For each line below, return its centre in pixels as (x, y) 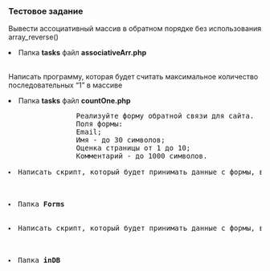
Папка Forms (41, 204)
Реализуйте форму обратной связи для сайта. (165, 116)
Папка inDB (39, 261)
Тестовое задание (46, 11)
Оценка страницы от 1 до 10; (133, 148)
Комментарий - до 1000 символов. (142, 156)
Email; (89, 132)
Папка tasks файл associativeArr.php (83, 53)
